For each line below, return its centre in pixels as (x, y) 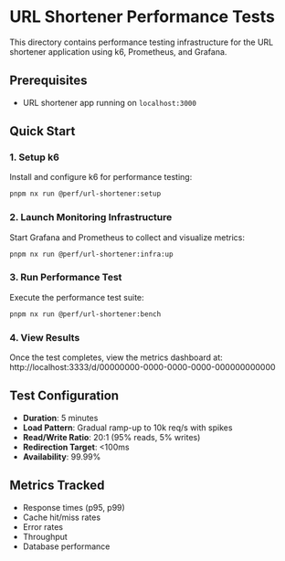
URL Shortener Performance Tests (142, 17)
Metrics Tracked (57, 486)
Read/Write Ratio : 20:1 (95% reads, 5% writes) (111, 437)
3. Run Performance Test (66, 278)
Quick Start (42, 131)
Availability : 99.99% (62, 456)
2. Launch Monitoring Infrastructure (91, 217)
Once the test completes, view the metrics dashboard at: (116, 357)
